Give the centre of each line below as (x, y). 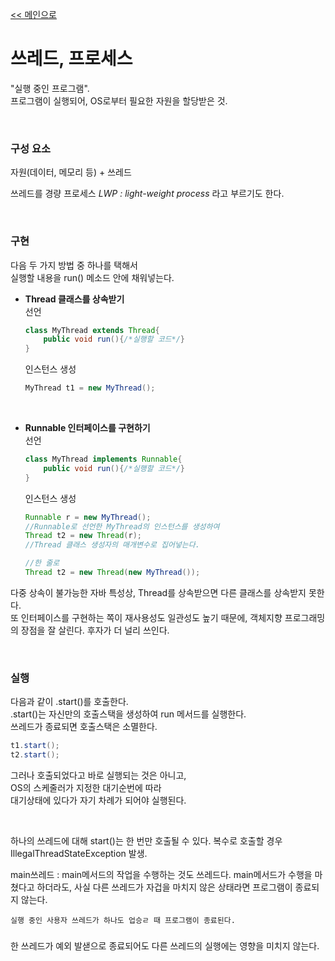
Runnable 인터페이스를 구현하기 (87, 428)
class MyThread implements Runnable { (103, 459)
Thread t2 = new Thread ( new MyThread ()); (112, 573)
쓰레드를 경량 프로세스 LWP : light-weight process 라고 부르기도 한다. (147, 194)
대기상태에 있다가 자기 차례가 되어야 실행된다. (98, 800)
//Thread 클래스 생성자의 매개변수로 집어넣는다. (112, 545)
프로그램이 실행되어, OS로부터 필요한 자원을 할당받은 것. (119, 100)
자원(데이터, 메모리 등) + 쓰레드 (71, 172)
